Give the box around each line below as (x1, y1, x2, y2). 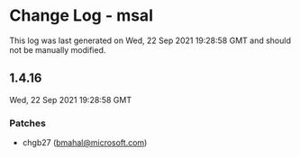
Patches (9, 117, 47, 129)
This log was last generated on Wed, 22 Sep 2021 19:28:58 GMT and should (9, 35, 291, 46)
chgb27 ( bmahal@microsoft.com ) (22, 137, 148, 148)
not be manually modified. (9, 44, 106, 55)
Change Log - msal (9, 5, 153, 26)
